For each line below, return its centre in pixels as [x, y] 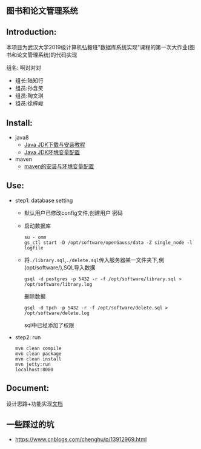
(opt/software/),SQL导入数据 [60, 267]
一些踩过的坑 [30, 424]
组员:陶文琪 [29, 96]
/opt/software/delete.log [57, 313]
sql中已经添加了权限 [49, 325]
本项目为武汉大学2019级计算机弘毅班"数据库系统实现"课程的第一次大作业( [98, 47]
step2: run [28, 337]
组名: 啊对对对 [24, 68]
